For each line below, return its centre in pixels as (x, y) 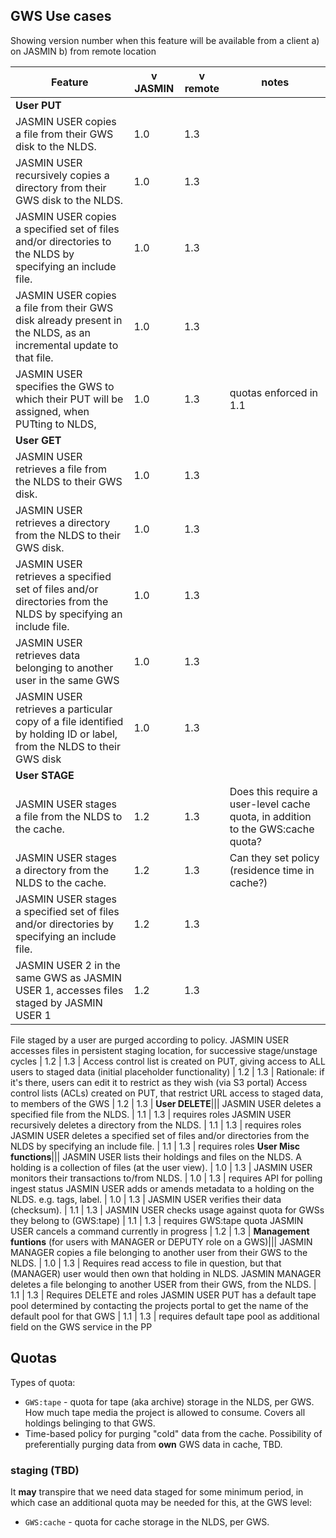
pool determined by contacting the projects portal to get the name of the (159, 1305)
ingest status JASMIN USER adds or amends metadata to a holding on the (162, 1188)
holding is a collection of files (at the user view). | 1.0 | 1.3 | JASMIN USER (161, 1167)
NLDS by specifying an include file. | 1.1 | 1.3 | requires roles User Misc (155, 1146)
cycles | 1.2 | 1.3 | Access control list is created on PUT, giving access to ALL (168, 1061)
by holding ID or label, (66, 734)
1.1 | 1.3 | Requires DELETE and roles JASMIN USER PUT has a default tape (163, 1295)
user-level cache (270, 804)
